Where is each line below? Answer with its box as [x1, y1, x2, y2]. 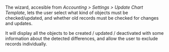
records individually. [5, 41, 47, 47]
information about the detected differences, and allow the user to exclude [5, 35, 158, 41]
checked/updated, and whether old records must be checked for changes [5, 15, 159, 21]
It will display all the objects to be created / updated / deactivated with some [5, 30, 164, 36]
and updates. [5, 20, 33, 26]
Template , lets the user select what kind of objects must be [5, 10, 129, 16]
